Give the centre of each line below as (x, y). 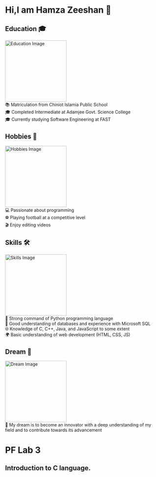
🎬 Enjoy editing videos (28, 225)
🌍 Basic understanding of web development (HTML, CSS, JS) (68, 334)
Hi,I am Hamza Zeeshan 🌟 (58, 10)
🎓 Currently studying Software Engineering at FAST (58, 119)
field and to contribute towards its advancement (53, 430)
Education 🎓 (26, 29)
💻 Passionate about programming (40, 210)
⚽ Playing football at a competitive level (45, 217)
